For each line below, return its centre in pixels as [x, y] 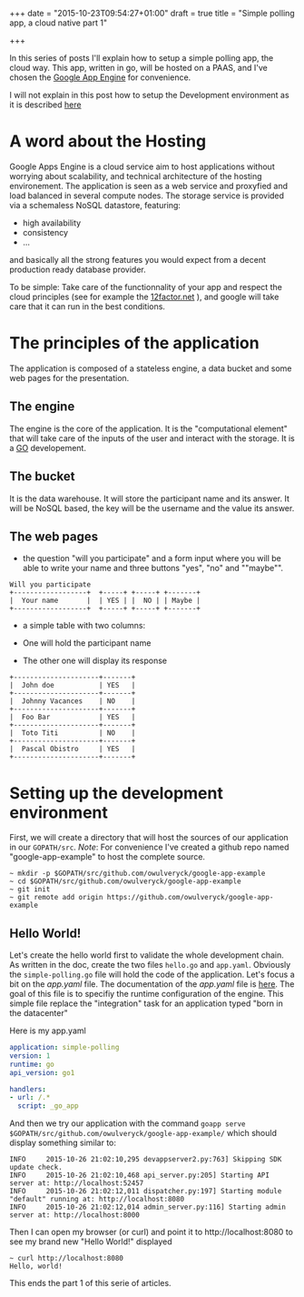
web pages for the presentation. [69, 377]
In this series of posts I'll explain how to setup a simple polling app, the [142, 58]
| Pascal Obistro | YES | [73, 749]
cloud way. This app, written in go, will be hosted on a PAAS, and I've [138, 68]
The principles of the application [135, 343]
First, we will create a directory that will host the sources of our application [149, 838]
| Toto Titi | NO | [73, 733]
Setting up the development [117, 793]
